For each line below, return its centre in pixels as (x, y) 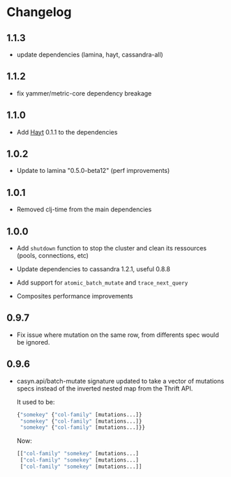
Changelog (39, 12)
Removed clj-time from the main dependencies (84, 209)
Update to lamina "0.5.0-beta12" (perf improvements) (93, 171)
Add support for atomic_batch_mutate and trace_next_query (102, 282)
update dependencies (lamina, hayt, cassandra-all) (90, 54)
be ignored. (33, 342)
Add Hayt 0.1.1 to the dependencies (67, 132)
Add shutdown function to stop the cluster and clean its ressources (112, 248)
